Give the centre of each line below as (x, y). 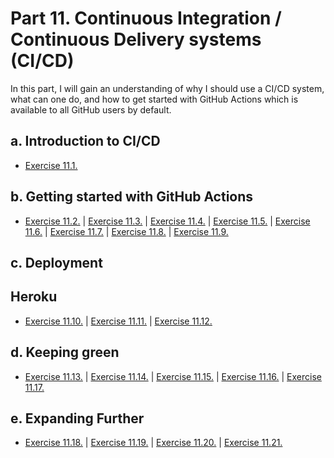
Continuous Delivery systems (136, 39)
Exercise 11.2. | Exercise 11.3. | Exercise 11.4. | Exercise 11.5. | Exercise (167, 221)
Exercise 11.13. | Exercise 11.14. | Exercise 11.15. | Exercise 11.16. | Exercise (173, 376)
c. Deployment (56, 262)
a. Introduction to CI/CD (85, 141)
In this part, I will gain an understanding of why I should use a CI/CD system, (167, 88)
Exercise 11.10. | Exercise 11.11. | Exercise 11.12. (118, 321)
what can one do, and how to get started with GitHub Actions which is (154, 99)
